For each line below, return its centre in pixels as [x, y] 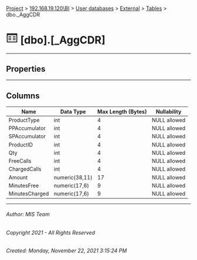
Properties [26, 69]
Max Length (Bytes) [122, 111]
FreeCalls [20, 161]
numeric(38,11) [73, 177]
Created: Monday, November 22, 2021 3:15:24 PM [67, 251]
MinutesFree [24, 185]
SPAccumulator [27, 136]
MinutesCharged [29, 194]
